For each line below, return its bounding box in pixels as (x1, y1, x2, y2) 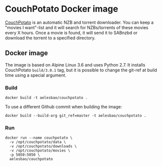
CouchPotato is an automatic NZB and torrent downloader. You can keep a (5, 19, 154, 25)
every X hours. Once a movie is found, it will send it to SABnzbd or (5, 30, 138, 35)
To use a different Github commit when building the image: (5, 104, 122, 110)
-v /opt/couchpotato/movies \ (9, 148, 70, 153)
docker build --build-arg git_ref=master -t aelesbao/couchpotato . (5, 113, 146, 118)
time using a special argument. (5, 72, 66, 78)
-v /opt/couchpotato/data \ (9, 140, 66, 145)
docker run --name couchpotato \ (5, 135, 73, 140)
